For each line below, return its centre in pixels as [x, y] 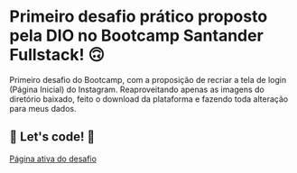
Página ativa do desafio [53, 159]
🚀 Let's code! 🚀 [52, 137]
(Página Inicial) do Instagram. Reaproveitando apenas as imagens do [137, 89]
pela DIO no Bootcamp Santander [136, 36]
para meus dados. [43, 108]
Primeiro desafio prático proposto [139, 17]
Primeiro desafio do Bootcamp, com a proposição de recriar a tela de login [148, 79]
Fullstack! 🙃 [57, 55]
